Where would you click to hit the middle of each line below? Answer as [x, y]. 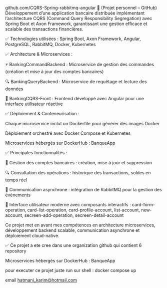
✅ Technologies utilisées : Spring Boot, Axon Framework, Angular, [73, 39]
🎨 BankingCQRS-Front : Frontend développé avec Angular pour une [74, 98]
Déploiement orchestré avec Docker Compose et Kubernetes [68, 133]
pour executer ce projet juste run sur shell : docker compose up [71, 270]
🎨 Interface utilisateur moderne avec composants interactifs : [68, 205]
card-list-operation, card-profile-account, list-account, [83, 210]
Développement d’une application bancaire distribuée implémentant [75, 13]
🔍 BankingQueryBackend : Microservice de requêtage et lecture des [76, 82]
